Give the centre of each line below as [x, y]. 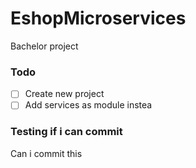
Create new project [64, 94]
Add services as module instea [88, 105]
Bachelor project [44, 46]
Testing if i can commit [66, 132]
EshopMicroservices [98, 18]
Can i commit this [46, 153]
